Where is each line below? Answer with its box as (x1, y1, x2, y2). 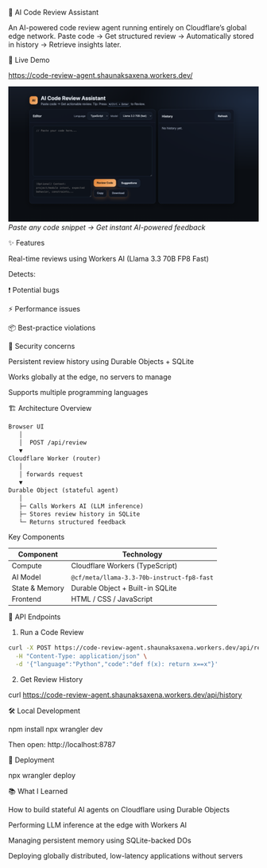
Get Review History (19, 675, 83, 684)
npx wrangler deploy (8, 771, 76, 781)
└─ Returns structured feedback (18, 517, 126, 526)
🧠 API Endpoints (8, 612, 61, 622)
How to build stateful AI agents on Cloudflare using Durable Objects (8, 805, 230, 815)
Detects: (8, 269, 36, 278)
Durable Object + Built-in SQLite (71, 583, 177, 592)
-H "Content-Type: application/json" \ (15, 652, 148, 660)
